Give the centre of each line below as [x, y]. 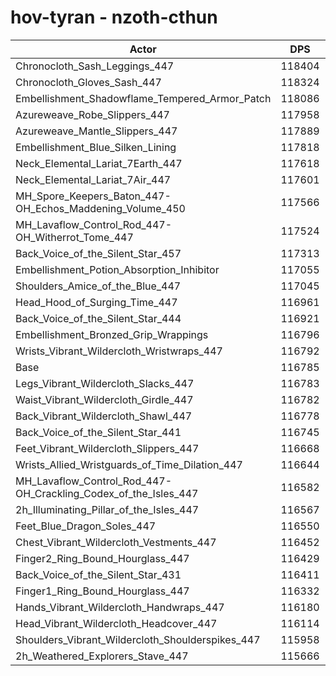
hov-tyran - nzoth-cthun [114, 17]
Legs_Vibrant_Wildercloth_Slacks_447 [105, 383]
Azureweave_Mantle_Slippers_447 [96, 131]
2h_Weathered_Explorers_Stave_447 [102, 656]
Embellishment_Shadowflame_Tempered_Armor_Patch [143, 98]
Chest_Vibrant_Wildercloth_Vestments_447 [116, 542]
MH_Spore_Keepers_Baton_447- [93, 196]
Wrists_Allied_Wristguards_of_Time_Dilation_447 [129, 464]
